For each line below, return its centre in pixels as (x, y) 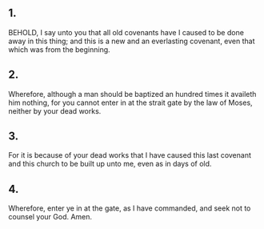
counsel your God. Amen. (50, 217)
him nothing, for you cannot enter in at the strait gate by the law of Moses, (131, 102)
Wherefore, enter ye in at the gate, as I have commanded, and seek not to (130, 208)
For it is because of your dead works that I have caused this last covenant (130, 155)
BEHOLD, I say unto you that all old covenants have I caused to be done (126, 32)
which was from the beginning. (59, 49)
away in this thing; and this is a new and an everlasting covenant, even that (132, 41)
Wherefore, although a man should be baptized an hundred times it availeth (132, 94)
